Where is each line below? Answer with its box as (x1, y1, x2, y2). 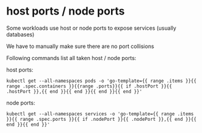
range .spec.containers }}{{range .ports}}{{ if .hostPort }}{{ (6, 83, 172, 89)
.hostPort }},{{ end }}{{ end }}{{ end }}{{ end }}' (6, 88, 143, 95)
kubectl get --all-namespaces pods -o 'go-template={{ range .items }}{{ (6, 78, 197, 84)
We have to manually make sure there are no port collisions (6, 43, 155, 50)
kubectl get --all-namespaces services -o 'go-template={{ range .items (6, 111, 194, 117)
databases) (6, 30, 35, 38)
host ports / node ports (6, 4, 125, 18)
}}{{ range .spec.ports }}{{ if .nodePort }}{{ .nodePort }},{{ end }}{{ (6, 116, 197, 122)
